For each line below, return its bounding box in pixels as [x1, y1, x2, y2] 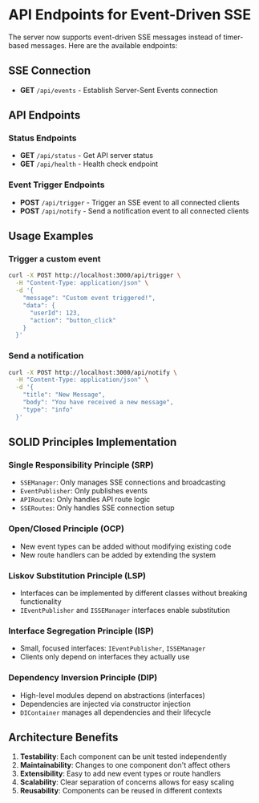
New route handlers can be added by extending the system [19, 550, 217, 559]
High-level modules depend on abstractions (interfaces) [19, 690, 206, 700]
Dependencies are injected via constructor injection [19, 699, 191, 708]
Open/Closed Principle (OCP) [8, 523, 124, 534]
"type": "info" [22, 405, 74, 414]
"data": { [22, 301, 56, 310]
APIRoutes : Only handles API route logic [19, 495, 151, 505]
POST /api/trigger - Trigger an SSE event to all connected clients [19, 197, 241, 207]
